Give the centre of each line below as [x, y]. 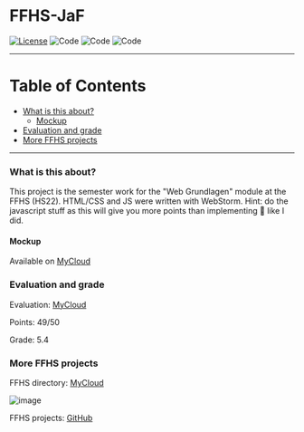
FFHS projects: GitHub [51, 418]
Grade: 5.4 [29, 340]
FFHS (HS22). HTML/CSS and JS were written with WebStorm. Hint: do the [149, 201]
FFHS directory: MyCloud [57, 382]
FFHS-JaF [47, 16]
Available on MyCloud [50, 261]
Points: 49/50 [35, 322]
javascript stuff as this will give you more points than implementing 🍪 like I [147, 211]
